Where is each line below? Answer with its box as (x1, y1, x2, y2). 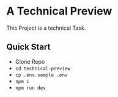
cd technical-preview (15, 65, 70, 72)
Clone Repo (15, 58, 45, 65)
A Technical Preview (6, 4, 112, 18)
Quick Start (6, 42, 51, 52)
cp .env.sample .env (15, 72, 68, 78)
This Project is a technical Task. (6, 24, 86, 32)
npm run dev (15, 85, 46, 91)
